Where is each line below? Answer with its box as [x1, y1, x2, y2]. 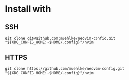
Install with [5, 3, 51, 15]
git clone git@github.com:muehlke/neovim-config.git [5, 36, 116, 40]
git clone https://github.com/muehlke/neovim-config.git [5, 66, 125, 71]
